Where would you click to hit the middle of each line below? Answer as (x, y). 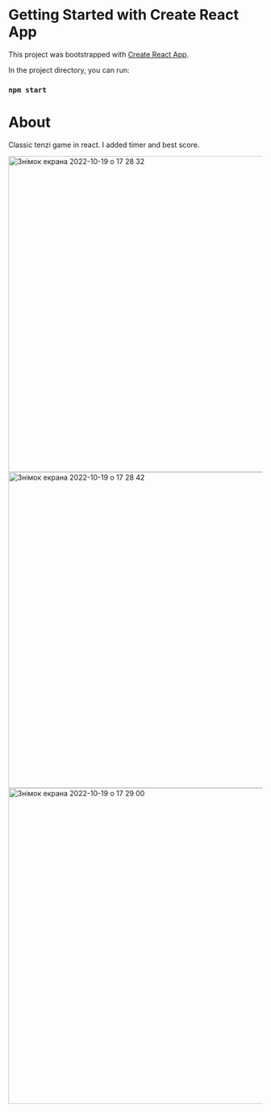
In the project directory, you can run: (69, 69)
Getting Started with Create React (124, 15)
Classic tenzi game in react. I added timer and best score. (104, 145)
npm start (27, 90)
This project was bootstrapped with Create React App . (99, 54)
